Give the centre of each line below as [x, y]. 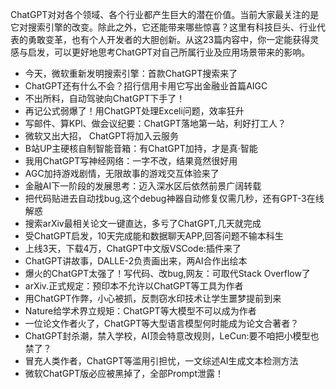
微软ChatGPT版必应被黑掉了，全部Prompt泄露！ [124, 373]
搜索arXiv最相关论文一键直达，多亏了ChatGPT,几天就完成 [143, 223]
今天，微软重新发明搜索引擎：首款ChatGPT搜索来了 [131, 73]
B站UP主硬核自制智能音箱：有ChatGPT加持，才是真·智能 [141, 148]
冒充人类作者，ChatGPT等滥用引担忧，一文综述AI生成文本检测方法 [161, 361]
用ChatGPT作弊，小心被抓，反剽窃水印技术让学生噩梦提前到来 [153, 298]
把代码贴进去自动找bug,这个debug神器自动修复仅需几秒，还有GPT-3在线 [174, 198]
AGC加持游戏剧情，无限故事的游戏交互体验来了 [122, 173]
